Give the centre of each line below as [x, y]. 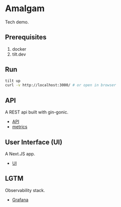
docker [19, 49]
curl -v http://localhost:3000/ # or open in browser [61, 85]
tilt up [13, 81]
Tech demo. [17, 22]
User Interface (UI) [34, 142]
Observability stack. [25, 190]
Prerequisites [26, 37]
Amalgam [25, 9]
